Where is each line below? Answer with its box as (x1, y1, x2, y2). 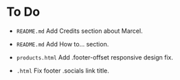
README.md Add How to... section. (16, 40, 109, 48)
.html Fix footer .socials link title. (16, 66, 109, 75)
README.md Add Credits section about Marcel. (16, 27, 143, 35)
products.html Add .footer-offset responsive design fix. (16, 53, 173, 62)
